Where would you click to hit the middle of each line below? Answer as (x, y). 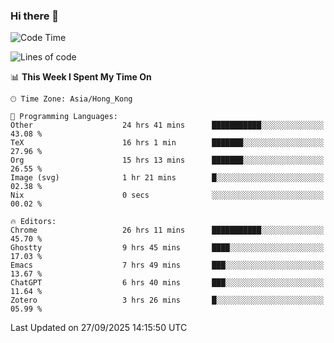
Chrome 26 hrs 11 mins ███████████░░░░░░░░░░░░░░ (167, 230)
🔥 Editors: (33, 222)
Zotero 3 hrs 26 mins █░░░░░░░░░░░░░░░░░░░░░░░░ (167, 300)
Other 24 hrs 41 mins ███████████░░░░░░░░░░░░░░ (167, 125)
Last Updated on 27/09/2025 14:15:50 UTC (99, 328)
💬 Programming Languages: (64, 117)
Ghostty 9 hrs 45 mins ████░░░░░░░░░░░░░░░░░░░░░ (167, 248)
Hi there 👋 (35, 16)
